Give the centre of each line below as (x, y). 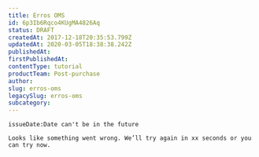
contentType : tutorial (45, 67)
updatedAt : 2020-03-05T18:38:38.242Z (70, 45)
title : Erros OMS (37, 15)
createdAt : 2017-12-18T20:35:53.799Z (70, 37)
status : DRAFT (31, 30)
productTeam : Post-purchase (54, 74)
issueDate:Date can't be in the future (74, 125)
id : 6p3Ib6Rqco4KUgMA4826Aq (54, 23)
